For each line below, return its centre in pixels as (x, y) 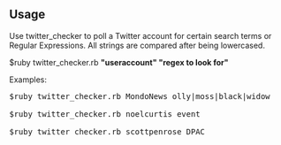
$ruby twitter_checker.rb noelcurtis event (105, 114)
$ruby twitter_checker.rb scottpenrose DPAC (107, 131)
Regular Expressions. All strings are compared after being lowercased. (137, 45)
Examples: (28, 80)
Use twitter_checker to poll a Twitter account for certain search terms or (140, 35)
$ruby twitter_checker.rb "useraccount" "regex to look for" (119, 62)
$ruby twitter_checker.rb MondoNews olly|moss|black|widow (140, 96)
